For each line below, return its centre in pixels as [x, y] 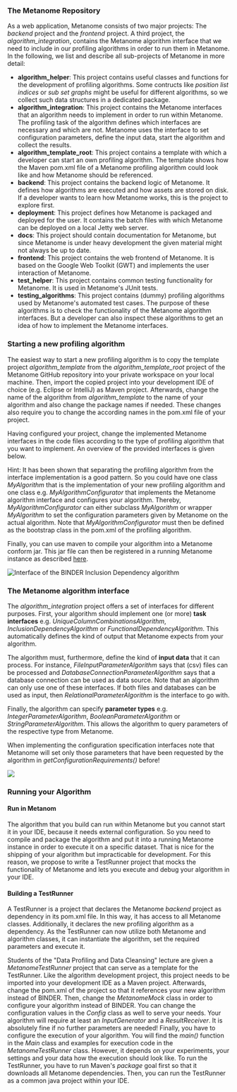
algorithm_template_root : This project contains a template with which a [122, 153]
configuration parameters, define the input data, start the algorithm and [121, 137]
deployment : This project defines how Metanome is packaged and [115, 213]
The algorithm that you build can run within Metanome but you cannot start [116, 824]
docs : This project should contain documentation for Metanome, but [117, 235]
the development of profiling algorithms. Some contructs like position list [123, 85]
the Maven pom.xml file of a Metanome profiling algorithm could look [118, 168]
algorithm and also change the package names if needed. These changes [114, 404]
